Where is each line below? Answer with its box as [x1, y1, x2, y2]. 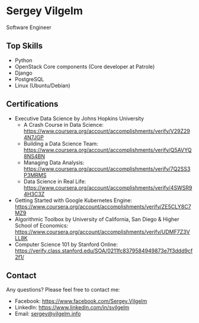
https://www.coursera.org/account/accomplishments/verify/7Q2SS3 [23, 165, 191, 172]
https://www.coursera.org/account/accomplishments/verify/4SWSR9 [23, 184, 192, 191]
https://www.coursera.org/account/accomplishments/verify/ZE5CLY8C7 [14, 203, 191, 210]
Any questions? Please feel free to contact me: [6, 286, 120, 293]
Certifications [6, 99, 59, 109]
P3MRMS [23, 171, 47, 178]
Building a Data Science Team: [23, 140, 99, 147]
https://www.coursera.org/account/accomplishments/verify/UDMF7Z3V [14, 228, 191, 235]
